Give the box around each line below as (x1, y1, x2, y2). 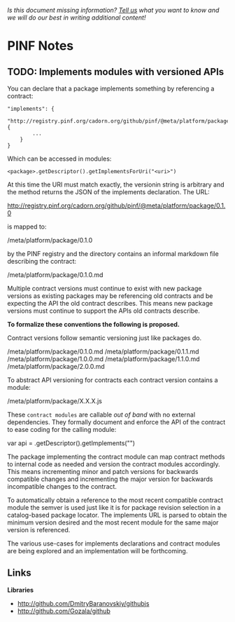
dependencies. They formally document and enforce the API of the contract (7, 418, 226, 426)
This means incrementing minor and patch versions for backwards (7, 468, 199, 475)
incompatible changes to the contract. (7, 482, 117, 490)
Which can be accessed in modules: (7, 154, 112, 163)
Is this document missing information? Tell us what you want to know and (7, 6, 220, 14)
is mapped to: (7, 222, 47, 231)
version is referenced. (7, 526, 71, 534)
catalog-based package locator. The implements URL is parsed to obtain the (7, 511, 227, 519)
